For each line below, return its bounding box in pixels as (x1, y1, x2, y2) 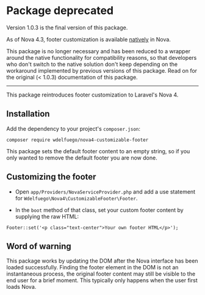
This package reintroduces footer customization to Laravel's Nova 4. (6, 91, 179, 98)
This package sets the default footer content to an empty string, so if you (6, 147, 190, 155)
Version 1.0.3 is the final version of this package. (6, 24, 128, 31)
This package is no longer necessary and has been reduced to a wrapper (6, 47, 191, 55)
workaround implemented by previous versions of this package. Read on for (6, 67, 197, 74)
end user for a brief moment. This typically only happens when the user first (6, 277, 198, 284)
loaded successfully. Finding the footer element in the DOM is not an (6, 264, 179, 271)
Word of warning (6, 241, 71, 251)
